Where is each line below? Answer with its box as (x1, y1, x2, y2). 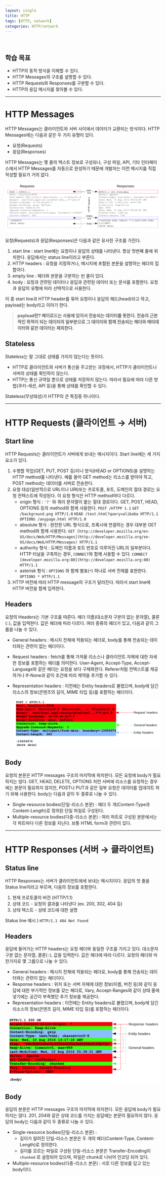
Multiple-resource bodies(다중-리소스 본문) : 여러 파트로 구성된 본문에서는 (12, 813, 157, 819)
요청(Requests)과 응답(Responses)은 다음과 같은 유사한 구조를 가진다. (5, 237, 141, 243)
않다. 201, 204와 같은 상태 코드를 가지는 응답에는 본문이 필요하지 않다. (18, 1112, 153, 1118)
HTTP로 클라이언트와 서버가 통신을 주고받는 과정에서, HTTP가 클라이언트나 (12, 364, 157, 370)
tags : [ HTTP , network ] (5, 18, 52, 23)
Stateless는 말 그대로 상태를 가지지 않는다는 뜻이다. (5, 353, 104, 360)
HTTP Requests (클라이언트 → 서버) (5, 417, 147, 429)
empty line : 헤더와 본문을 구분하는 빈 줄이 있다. (12, 273, 105, 279)
